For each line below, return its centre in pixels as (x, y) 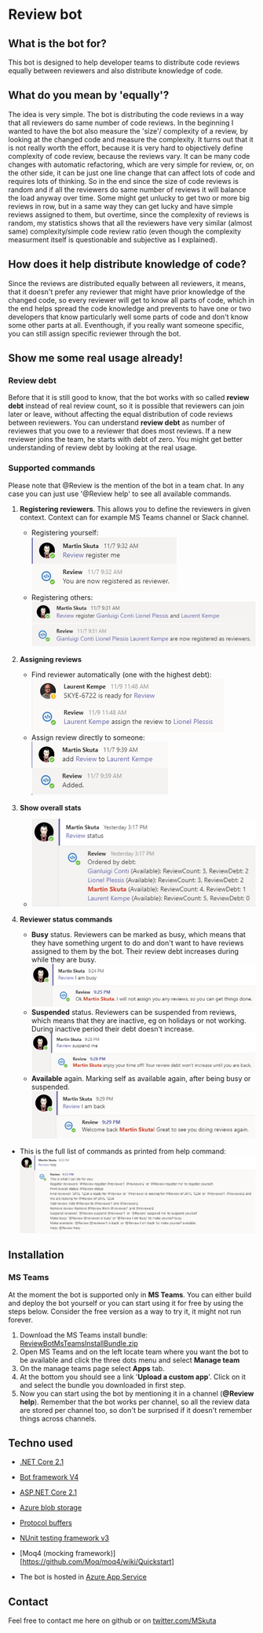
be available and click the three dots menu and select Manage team (130, 1360)
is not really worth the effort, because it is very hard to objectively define (126, 148)
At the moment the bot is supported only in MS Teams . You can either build (130, 1294)
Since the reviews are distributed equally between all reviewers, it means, (127, 283)
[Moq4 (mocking (47, 1554)
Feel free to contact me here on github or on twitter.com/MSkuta (112, 1620)
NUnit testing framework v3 (64, 1538)
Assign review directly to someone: (88, 737)
